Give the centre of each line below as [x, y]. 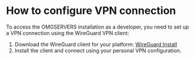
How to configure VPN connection [91, 11]
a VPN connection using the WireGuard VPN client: [68, 33]
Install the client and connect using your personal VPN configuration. [98, 50]
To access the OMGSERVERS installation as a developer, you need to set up [97, 27]
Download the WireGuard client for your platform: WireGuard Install [96, 44]
